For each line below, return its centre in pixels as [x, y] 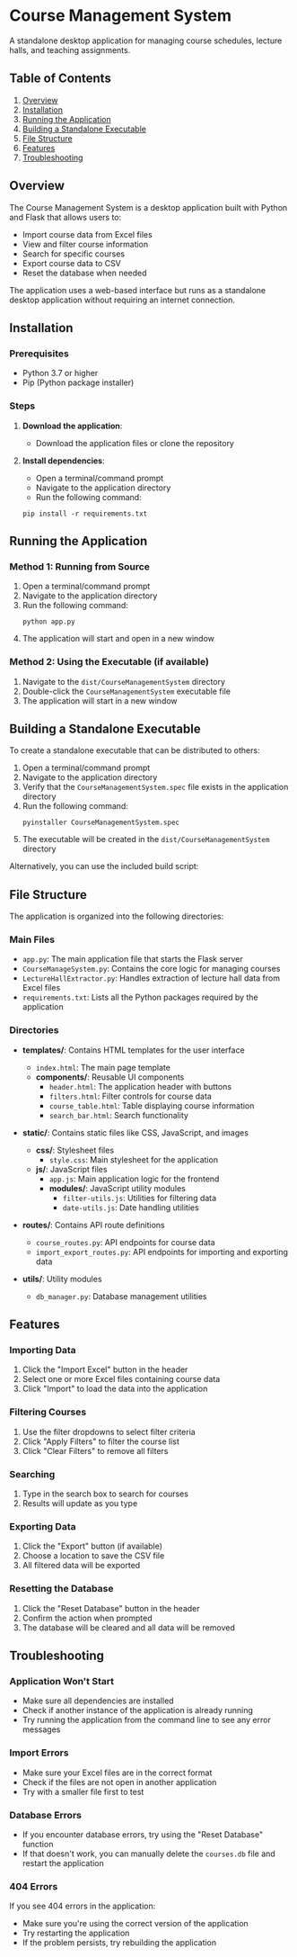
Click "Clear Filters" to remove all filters [95, 1450]
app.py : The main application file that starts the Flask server [133, 959]
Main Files [32, 939]
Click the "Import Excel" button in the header [105, 1369]
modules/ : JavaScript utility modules [117, 1188]
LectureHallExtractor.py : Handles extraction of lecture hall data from [151, 978]
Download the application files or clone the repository [135, 443]
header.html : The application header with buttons [140, 1086]
